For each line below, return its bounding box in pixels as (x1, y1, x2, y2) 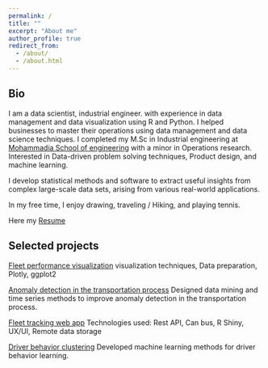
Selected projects (8, 239, 99, 253)
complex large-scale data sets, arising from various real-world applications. (8, 184, 261, 194)
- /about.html (15, 57, 63, 66)
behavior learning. (8, 350, 69, 360)
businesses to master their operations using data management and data (8, 125, 248, 135)
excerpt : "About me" (8, 27, 78, 35)
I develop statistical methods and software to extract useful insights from (8, 176, 252, 185)
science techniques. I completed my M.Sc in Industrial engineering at (8, 134, 238, 144)
